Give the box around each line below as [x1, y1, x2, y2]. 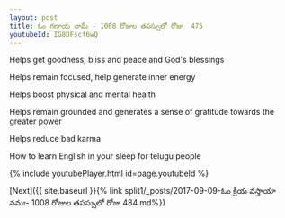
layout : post [9, 13, 58, 22]
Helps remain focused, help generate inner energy [9, 72, 196, 83]
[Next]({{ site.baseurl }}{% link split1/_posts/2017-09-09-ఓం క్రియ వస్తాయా [9, 186, 276, 196]
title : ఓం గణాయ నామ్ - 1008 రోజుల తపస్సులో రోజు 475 [9, 22, 204, 31]
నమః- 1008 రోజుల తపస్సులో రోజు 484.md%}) [9, 197, 166, 208]
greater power [9, 116, 62, 126]
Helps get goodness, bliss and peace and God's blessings [9, 55, 225, 65]
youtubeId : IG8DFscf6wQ [9, 30, 99, 39]
